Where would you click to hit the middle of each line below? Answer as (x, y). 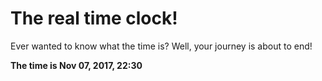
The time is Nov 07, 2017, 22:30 (76, 65)
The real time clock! (94, 18)
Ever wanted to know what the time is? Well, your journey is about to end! (161, 46)
